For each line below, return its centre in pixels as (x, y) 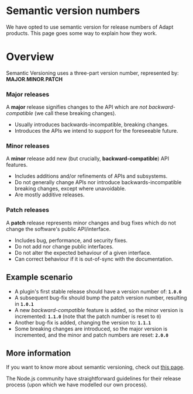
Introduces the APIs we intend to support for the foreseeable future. (96, 131)
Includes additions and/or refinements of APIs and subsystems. (91, 176)
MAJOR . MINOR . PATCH (35, 79)
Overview (30, 57)
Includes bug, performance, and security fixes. (71, 240)
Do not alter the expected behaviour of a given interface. (83, 253)
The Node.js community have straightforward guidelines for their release (94, 379)
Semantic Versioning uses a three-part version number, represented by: (93, 73)
